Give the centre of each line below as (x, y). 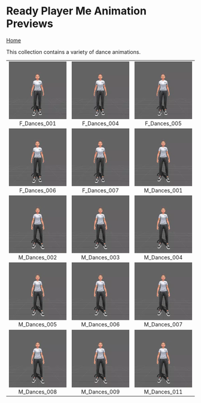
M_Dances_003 (100, 257)
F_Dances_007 (100, 190)
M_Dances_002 (38, 257)
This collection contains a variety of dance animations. (74, 51)
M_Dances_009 (100, 392)
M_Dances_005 (38, 325)
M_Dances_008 (38, 392)
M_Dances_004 (163, 257)
